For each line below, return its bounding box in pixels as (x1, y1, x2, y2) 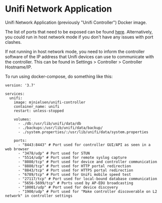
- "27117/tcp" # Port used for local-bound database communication (17, 176, 158, 181)
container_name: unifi (14, 104, 60, 109)
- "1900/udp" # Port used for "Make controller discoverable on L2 (17, 189, 158, 194)
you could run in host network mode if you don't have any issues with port (5, 34, 154, 40)
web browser (5, 147, 29, 152)
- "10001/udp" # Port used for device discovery (17, 185, 118, 190)
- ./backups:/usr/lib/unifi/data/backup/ (17, 125, 103, 130)
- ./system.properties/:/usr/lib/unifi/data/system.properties (17, 130, 149, 135)
